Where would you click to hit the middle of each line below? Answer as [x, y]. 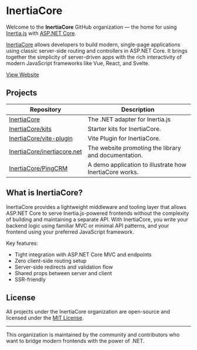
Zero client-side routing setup [50, 260]
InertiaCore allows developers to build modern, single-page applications [93, 44]
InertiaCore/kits [30, 129]
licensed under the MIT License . [45, 318]
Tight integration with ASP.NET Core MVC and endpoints [83, 254]
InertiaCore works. [113, 172]
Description [138, 109]
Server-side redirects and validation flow [64, 267]
